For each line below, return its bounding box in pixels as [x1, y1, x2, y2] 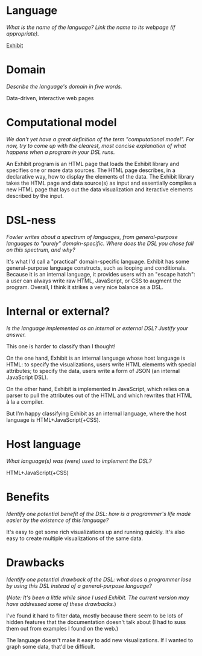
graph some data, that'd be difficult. [6, 643, 95, 650]
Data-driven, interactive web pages [6, 94, 94, 101]
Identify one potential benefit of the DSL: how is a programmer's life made [6, 510, 191, 517]
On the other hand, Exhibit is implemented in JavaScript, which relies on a [6, 385, 190, 392]
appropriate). [6, 30, 39, 37]
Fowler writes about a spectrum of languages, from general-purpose [6, 233, 178, 240]
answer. [6, 331, 26, 338]
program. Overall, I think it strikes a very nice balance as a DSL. [6, 283, 164, 290]
